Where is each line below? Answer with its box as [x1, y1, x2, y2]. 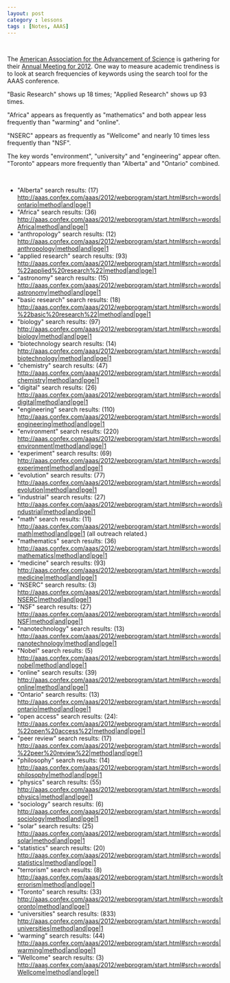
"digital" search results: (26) [16, 383, 97, 392]
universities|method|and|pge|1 [16, 925, 104, 933]
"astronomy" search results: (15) [16, 274, 108, 282]
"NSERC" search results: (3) [16, 581, 97, 589]
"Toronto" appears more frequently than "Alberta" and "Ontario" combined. [7, 160, 220, 168]
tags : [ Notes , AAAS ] [7, 23, 69, 30]
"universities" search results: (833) [16, 909, 117, 918]
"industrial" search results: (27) [16, 493, 106, 501]
